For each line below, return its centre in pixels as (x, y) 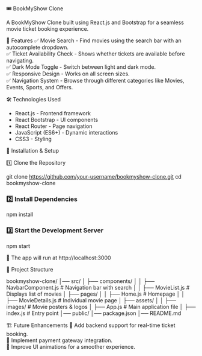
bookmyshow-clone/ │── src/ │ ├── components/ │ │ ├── (81, 281)
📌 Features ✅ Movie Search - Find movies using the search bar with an (94, 40)
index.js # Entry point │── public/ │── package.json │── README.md (94, 313)
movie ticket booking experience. (47, 29)
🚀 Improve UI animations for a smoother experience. (71, 346)
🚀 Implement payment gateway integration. (60, 340)
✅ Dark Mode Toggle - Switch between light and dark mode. (81, 67)
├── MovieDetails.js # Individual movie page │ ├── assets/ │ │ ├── (91, 300)
